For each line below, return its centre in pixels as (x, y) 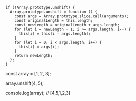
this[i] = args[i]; (39, 47)
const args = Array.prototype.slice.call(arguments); (72, 16)
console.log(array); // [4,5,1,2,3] (38, 93)
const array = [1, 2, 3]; (28, 74)
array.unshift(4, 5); (24, 83)
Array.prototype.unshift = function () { (54, 12)
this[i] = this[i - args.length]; (55, 34)
